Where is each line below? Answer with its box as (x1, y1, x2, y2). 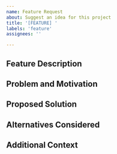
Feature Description (6, 58, 82, 69)
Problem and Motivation (6, 78, 98, 89)
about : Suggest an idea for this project (6, 14, 112, 20)
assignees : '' (6, 31, 42, 37)
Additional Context (6, 140, 78, 150)
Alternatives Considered (6, 119, 100, 129)
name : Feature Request (6, 8, 63, 15)
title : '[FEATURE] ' (6, 20, 58, 26)
